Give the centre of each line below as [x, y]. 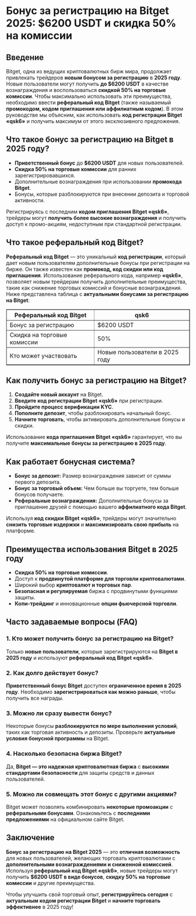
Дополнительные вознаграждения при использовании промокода [98, 181]
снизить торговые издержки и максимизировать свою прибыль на [92, 525]
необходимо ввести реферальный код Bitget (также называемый [89, 103]
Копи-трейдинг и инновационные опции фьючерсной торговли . [96, 604]
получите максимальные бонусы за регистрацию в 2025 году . [86, 443]
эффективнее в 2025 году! [40, 907]
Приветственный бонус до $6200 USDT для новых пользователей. [99, 163]
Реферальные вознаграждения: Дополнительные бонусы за [91, 501]
